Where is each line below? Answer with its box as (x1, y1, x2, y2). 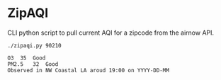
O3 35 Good (7, 55, 46, 62)
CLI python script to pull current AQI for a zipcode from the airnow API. (7, 28, 215, 37)
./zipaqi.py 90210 (7, 42, 62, 49)
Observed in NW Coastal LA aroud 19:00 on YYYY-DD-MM (7, 67, 170, 74)
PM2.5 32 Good (7, 60, 59, 68)
